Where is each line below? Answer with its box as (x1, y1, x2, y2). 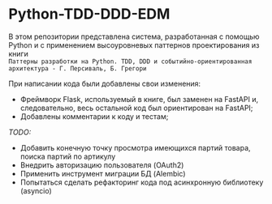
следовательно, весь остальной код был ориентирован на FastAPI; (19, 103, 253, 113)
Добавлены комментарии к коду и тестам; (19, 111, 169, 121)
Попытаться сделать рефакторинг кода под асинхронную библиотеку (19, 177, 264, 187)
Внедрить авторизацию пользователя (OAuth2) (19, 159, 184, 170)
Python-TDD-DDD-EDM (8, 5, 171, 23)
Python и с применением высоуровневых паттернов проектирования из (8, 40, 260, 49)
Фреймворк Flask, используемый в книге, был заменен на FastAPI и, (19, 94, 258, 104)
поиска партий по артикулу (19, 151, 116, 161)
